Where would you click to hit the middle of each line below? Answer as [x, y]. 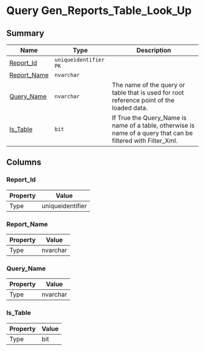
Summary [25, 33]
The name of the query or [149, 85]
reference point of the [143, 100]
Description [154, 50]
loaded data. [130, 108]
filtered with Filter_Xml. [145, 141]
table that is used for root [148, 92]
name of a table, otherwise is [153, 125]
